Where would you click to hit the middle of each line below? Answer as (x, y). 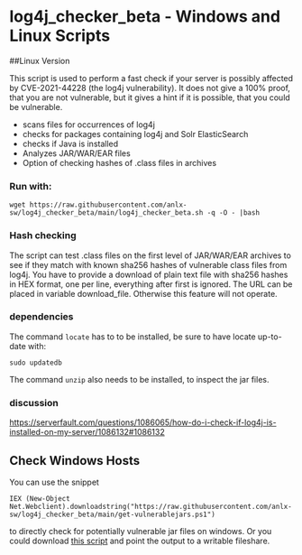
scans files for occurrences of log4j (89, 125)
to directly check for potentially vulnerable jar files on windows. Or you (141, 531)
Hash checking (43, 236)
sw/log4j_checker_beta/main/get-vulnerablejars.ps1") (113, 514)
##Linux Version (40, 60)
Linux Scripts (60, 36)
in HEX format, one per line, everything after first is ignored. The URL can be (151, 284)
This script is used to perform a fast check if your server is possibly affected (151, 78)
